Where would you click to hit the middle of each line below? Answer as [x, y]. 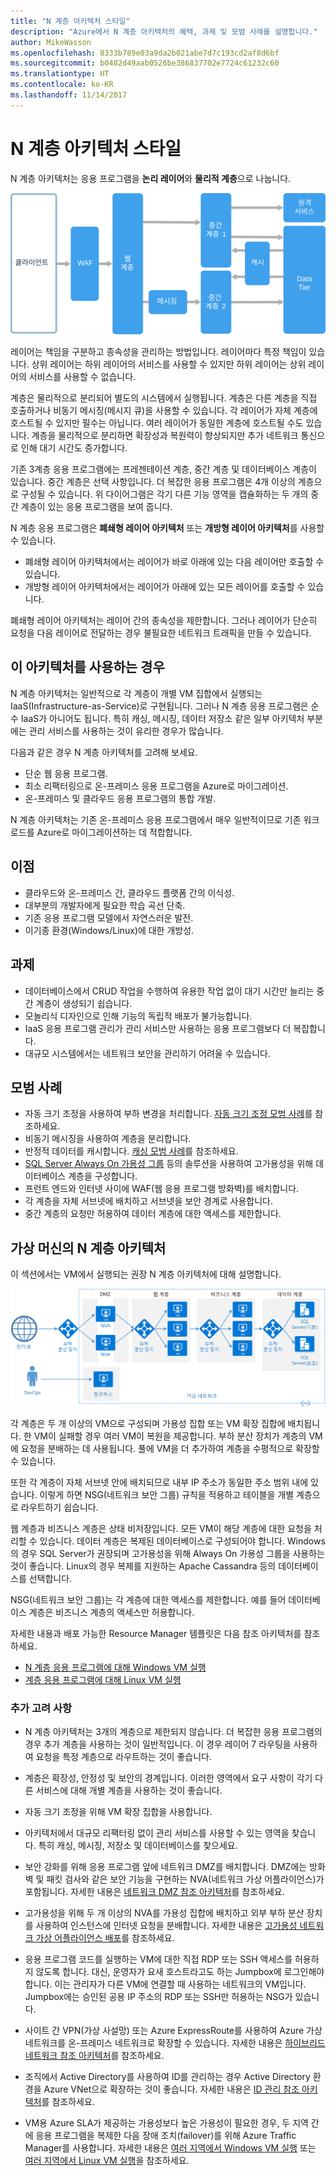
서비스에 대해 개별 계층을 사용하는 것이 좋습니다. [129, 1790]
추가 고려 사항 [41, 1708]
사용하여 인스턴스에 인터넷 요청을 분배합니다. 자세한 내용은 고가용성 [166, 1925]
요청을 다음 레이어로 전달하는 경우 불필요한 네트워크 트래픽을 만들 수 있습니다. [161, 633]
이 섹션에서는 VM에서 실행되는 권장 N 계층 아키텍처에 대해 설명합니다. [146, 1274]
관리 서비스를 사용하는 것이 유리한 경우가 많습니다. [126, 731]
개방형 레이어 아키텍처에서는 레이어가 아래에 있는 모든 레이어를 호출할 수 [165, 587]
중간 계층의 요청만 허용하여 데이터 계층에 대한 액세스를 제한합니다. [153, 1214]
